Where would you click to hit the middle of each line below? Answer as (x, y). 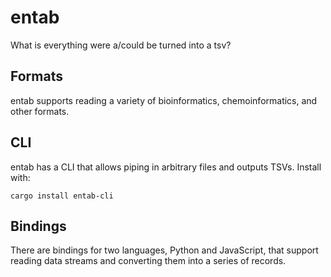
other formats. (40, 111)
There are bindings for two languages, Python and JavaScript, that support (164, 250)
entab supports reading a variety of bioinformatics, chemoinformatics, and (164, 100)
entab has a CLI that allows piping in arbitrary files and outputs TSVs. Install (166, 167)
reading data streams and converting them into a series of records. (148, 261)
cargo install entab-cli (62, 196)
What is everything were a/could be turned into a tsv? (121, 45)
